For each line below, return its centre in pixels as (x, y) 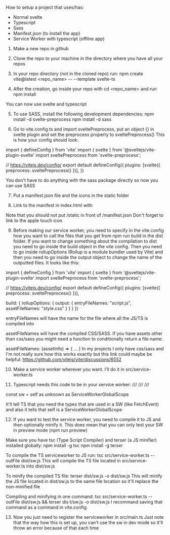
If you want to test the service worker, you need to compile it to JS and (87, 419)
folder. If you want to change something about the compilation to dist (85, 241)
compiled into (20, 324)
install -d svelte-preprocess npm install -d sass (62, 119)
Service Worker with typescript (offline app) (59, 39)
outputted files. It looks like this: (46, 263)
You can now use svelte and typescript (46, 104)
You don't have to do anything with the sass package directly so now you (82, 180)
